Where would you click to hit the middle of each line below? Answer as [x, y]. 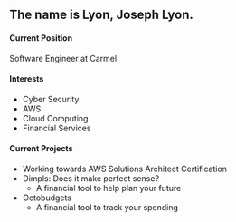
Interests [27, 79]
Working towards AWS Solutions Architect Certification [125, 169]
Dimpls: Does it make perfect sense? [91, 179]
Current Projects [41, 149]
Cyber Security [51, 99]
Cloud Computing [55, 118]
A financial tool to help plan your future [109, 188]
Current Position [41, 38]
